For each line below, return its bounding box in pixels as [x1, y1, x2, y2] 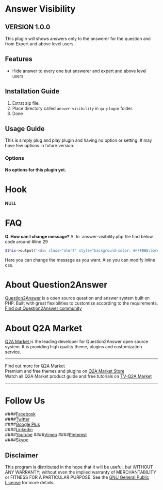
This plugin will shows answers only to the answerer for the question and [5, 36, 151, 41]
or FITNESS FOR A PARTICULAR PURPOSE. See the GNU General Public [5, 474, 149, 480]
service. [5, 349, 21, 355]
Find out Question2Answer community [5, 305, 82, 311]
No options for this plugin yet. [5, 167, 66, 172]
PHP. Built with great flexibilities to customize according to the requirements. [5, 301, 158, 306]
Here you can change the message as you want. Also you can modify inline [5, 257, 156, 263]
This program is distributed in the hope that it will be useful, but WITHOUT [5, 464, 153, 470]
